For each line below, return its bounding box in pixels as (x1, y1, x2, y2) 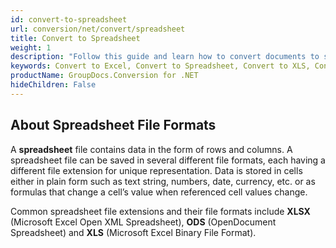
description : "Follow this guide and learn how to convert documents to (10, 52, 320, 62)
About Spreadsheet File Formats (10, 117, 217, 134)
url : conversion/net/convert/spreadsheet (10, 24, 186, 34)
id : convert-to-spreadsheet (10, 14, 128, 25)
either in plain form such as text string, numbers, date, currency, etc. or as (10, 175, 316, 187)
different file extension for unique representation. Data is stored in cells (10, 164, 303, 176)
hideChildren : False (10, 80, 97, 90)
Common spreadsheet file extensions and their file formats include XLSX (10, 205, 311, 217)
